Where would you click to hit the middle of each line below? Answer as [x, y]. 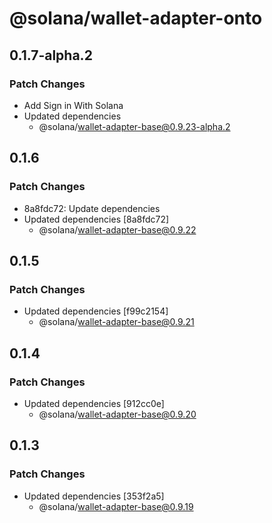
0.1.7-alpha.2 [51, 55]
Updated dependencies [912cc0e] [94, 403]
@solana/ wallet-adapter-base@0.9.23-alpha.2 [134, 126]
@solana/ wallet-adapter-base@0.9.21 [116, 322]
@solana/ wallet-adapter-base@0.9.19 [116, 506]
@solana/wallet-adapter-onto [136, 18]
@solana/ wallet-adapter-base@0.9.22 [117, 229]
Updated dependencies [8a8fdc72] [96, 219]
